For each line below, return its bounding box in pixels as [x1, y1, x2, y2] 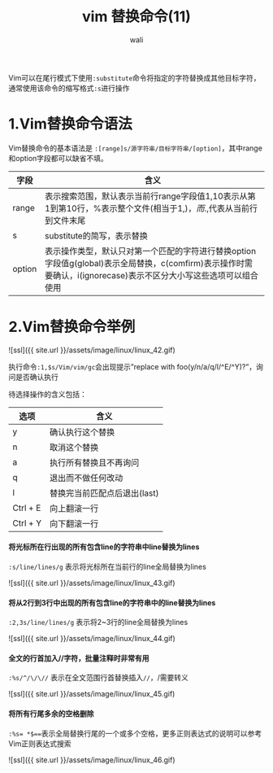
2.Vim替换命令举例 [8, 318, 136, 336]
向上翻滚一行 [49, 502, 99, 513]
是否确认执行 [15, 372, 58, 382]
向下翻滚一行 [49, 518, 99, 529]
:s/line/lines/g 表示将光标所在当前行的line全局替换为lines [8, 562, 207, 572]
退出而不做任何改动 [49, 472, 123, 483]
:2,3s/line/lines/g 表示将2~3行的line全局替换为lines [8, 618, 188, 627]
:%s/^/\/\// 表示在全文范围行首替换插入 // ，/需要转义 [8, 673, 189, 683]
